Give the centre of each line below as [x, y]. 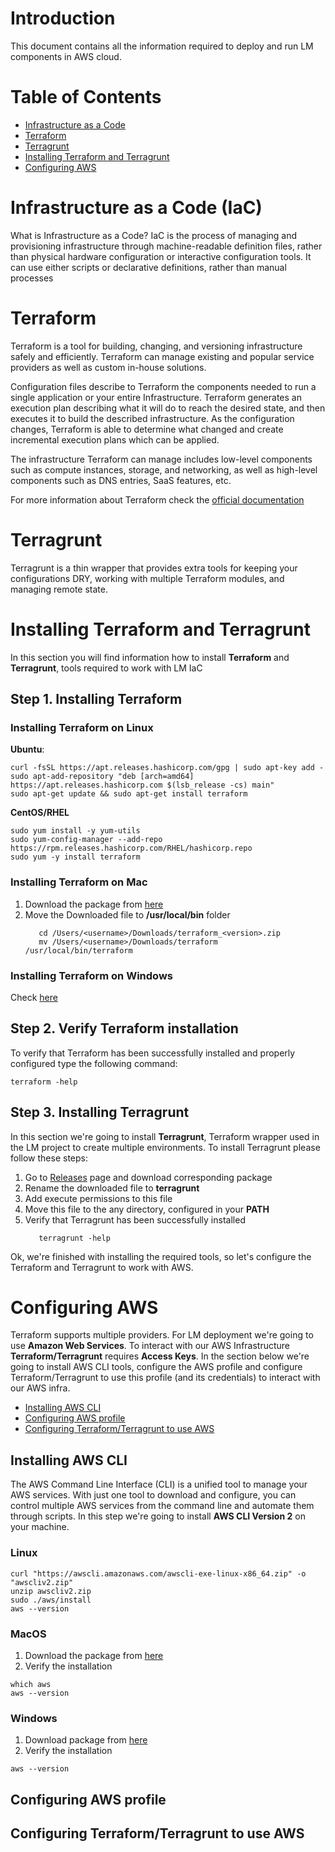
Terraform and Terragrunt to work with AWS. [102, 1267]
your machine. [40, 1527]
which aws [31, 1684]
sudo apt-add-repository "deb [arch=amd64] [102, 777]
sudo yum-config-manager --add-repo [86, 840]
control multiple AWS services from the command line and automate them [162, 1506]
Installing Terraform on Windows [91, 975]
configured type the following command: [94, 1063]
